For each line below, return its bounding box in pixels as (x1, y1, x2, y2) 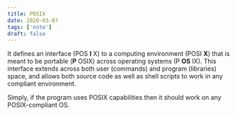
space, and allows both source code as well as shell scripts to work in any (7, 72, 223, 81)
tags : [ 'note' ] (7, 23, 52, 30)
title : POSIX (7, 10, 46, 18)
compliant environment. (7, 79, 76, 88)
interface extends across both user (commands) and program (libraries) (7, 64, 217, 73)
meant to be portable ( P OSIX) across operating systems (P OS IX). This (7, 57, 217, 66)
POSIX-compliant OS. (7, 100, 70, 110)
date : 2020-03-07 (7, 17, 59, 24)
